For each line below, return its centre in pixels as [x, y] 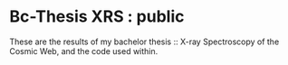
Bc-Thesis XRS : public [97, 17]
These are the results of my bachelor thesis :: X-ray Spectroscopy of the [144, 42]
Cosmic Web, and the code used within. [84, 51]
